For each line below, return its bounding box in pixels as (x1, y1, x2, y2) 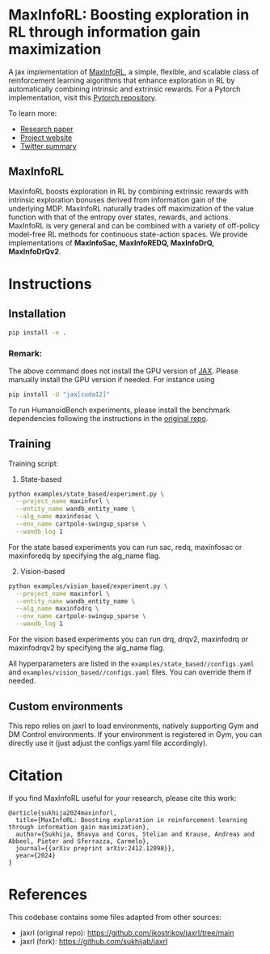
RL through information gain (8, 23, 200, 41)
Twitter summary (19, 141, 77, 151)
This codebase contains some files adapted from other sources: (8, 912, 222, 922)
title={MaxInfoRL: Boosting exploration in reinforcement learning (15, 816, 248, 824)
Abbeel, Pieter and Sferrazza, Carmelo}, (8, 837, 150, 845)
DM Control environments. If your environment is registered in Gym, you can (8, 729, 263, 739)
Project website (19, 132, 73, 143)
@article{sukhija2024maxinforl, (8, 808, 117, 817)
